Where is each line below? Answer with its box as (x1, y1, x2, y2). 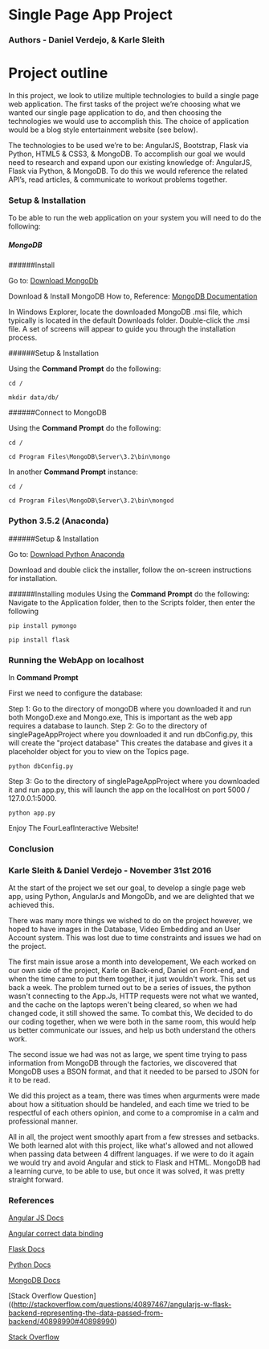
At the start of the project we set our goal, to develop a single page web (8, 883, 247, 893)
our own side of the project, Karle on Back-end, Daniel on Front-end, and (8, 966, 250, 976)
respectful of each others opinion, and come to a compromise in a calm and (8, 1108, 259, 1118)
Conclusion (8, 843, 55, 854)
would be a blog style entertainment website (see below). (8, 125, 198, 134)
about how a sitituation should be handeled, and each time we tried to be (8, 1099, 250, 1109)
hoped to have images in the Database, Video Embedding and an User (8, 924, 241, 934)
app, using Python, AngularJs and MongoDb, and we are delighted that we (8, 892, 255, 901)
